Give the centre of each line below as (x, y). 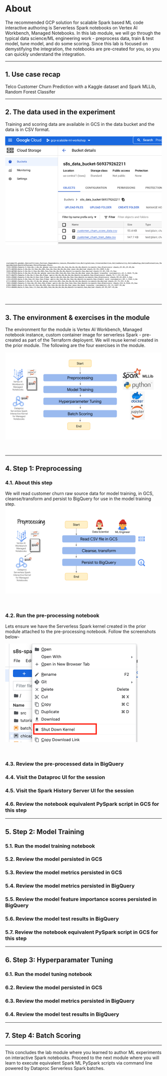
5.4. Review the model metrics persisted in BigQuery (70, 886)
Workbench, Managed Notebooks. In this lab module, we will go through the (83, 33)
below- (12, 637)
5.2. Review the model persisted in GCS (54, 859)
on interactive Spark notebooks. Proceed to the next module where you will (82, 1058)
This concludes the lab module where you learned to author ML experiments (83, 1052)
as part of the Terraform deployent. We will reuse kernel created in (90, 340)
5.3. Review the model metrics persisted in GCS (64, 872)
